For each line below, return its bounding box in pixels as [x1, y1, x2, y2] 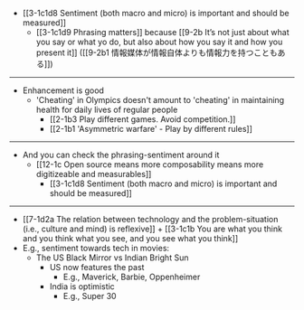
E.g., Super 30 [62, 291, 117, 301]
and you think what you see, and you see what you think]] [22, 233, 239, 243]
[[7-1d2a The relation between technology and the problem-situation [22, 214, 279, 224]
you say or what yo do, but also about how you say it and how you [35, 36, 283, 47]
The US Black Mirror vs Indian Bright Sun [35, 252, 189, 263]
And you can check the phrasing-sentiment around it [22, 149, 220, 160]
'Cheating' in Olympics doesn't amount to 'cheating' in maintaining [35, 95, 285, 105]
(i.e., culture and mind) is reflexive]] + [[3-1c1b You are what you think [22, 223, 283, 234]
